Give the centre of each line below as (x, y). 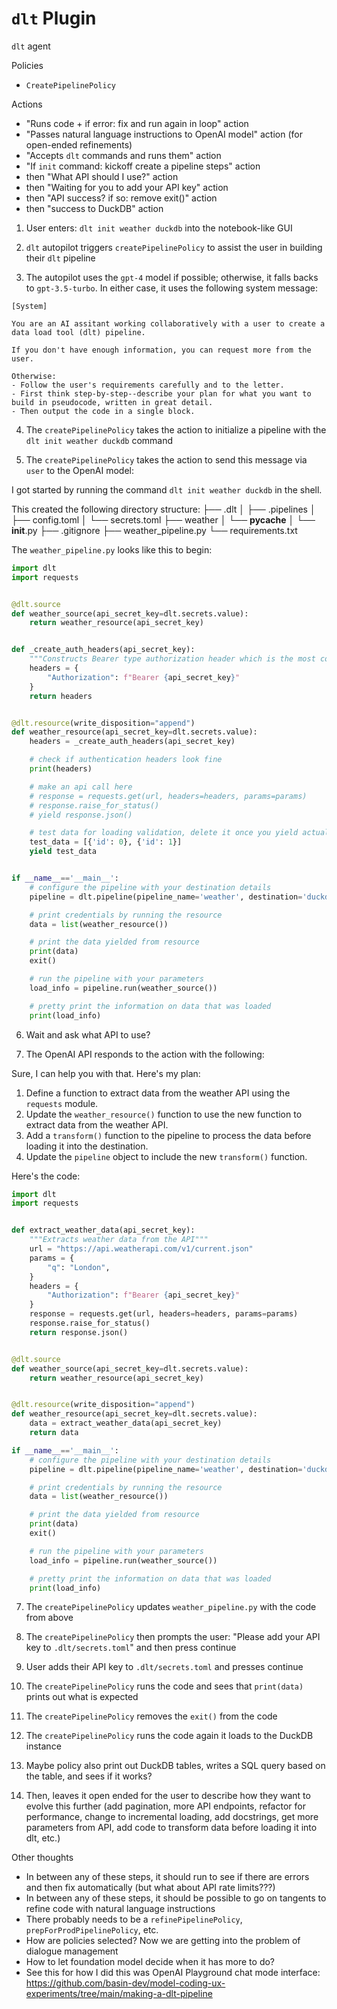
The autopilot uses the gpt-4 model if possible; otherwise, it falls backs (172, 277)
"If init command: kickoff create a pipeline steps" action (143, 166)
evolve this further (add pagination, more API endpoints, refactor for (165, 1806)
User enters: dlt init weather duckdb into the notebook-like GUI (159, 228)
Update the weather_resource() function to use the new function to (164, 1114)
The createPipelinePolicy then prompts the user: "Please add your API (173, 1637)
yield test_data (63, 852)
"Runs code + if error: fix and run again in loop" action (137, 123)
